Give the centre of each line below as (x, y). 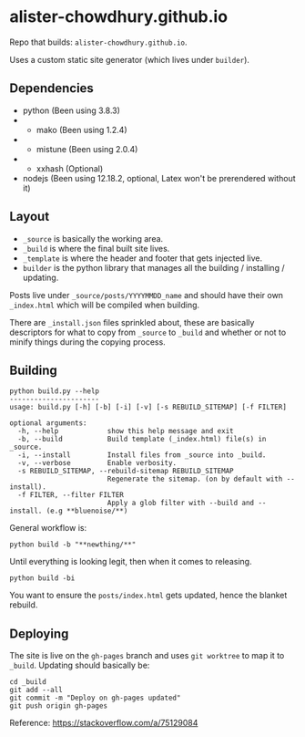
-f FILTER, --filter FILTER (71, 495)
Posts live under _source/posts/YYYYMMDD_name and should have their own (147, 295)
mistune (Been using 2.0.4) (87, 149)
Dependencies (51, 88)
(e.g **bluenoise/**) (87, 511)
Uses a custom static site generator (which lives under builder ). (130, 59)
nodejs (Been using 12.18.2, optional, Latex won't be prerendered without (159, 178)
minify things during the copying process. (87, 342)
